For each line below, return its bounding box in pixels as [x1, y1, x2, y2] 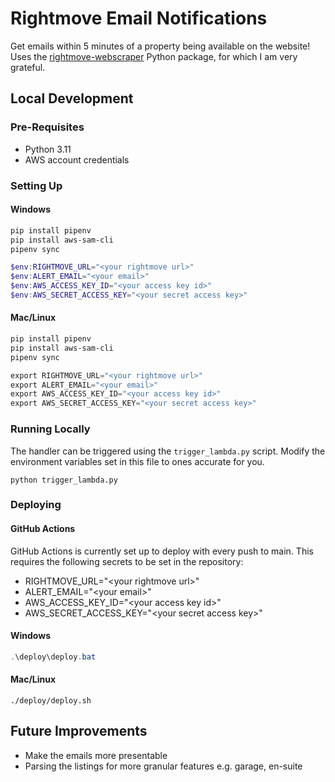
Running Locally [10, 422, 91, 436]
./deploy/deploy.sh [10, 695, 92, 706]
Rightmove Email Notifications [10, 7, 268, 30]
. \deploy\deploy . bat [10, 652, 97, 662]
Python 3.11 [24, 143, 72, 155]
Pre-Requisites [10, 120, 85, 134]
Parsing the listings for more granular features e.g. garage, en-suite [24, 760, 303, 772]
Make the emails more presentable [24, 749, 168, 761]
